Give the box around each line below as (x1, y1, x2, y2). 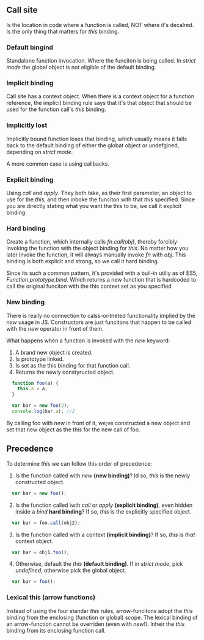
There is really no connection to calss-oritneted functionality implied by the (6, 312, 195, 319)
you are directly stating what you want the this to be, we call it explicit (6, 202, 182, 209)
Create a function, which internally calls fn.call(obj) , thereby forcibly (6, 238, 178, 245)
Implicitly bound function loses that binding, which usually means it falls (6, 135, 188, 142)
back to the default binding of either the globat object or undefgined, (6, 141, 180, 149)
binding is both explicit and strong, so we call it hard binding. (6, 258, 159, 265)
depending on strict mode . (6, 148, 73, 155)
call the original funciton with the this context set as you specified (6, 282, 172, 290)
